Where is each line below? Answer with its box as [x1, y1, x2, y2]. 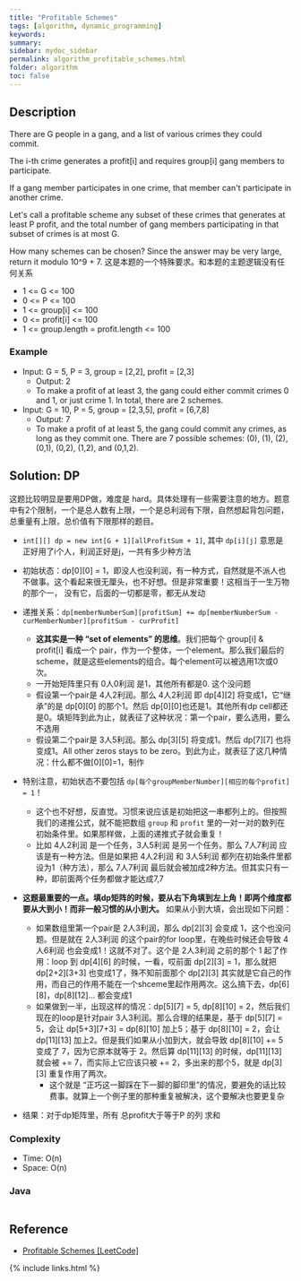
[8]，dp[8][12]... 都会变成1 [35, 990, 133, 1000]
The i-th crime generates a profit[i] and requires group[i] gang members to [9, 155, 285, 166]
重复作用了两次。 [48, 1068, 112, 1078]
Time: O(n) [21, 1153, 63, 1164]
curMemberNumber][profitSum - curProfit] [21, 616, 179, 626]
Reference [9, 1221, 69, 1237]
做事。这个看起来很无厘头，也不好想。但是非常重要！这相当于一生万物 [30, 576, 289, 587]
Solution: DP [9, 468, 81, 484]
